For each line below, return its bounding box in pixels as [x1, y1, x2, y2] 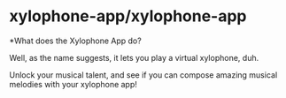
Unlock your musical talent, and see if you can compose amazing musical [9, 69, 278, 80]
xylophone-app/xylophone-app [9, 6, 247, 26]
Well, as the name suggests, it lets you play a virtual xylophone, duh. [9, 52, 259, 63]
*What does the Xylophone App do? [9, 35, 142, 46]
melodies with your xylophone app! [9, 79, 137, 89]
